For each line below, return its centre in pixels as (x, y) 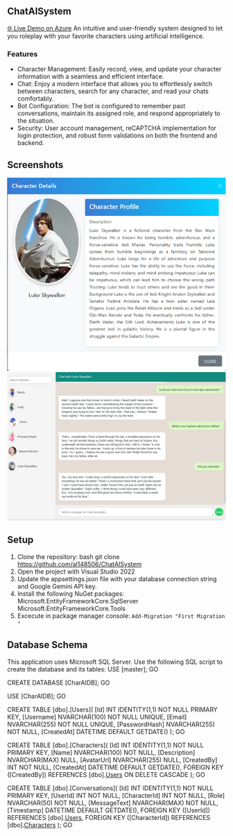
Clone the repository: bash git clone (68, 557)
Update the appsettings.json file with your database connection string (117, 578)
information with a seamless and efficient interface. (90, 76)
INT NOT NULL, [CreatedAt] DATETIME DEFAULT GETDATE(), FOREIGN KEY (115, 767)
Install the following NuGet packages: (71, 594)
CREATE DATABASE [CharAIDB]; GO (59, 683)
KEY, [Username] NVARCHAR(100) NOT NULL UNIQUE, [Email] (97, 717)
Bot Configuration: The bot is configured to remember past (101, 106)
